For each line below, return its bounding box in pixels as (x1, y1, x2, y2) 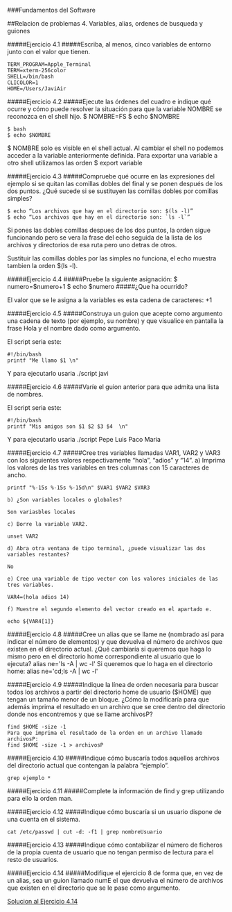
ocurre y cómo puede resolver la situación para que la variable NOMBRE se (7, 105, 223, 113)
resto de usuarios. (7, 856, 59, 863)
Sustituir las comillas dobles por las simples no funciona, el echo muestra (7, 254, 217, 263)
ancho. (7, 471, 27, 479)
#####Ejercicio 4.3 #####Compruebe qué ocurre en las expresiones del (7, 172, 215, 180)
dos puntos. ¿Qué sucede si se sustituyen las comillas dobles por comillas (7, 187, 219, 195)
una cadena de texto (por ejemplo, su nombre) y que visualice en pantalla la (7, 317, 224, 325)
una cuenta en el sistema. (7, 815, 81, 823)
